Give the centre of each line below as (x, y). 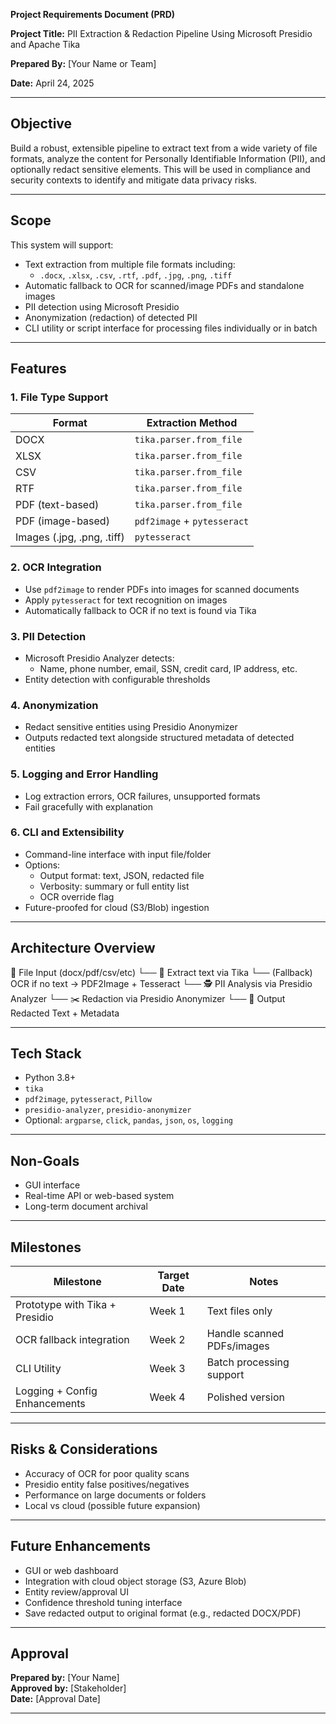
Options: (42, 865)
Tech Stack (46, 1053)
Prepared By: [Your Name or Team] (83, 63)
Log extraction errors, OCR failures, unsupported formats (142, 796)
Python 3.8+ (50, 1078)
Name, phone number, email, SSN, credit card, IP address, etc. (168, 668)
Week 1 (167, 1311)
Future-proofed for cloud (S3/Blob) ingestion (117, 907)
